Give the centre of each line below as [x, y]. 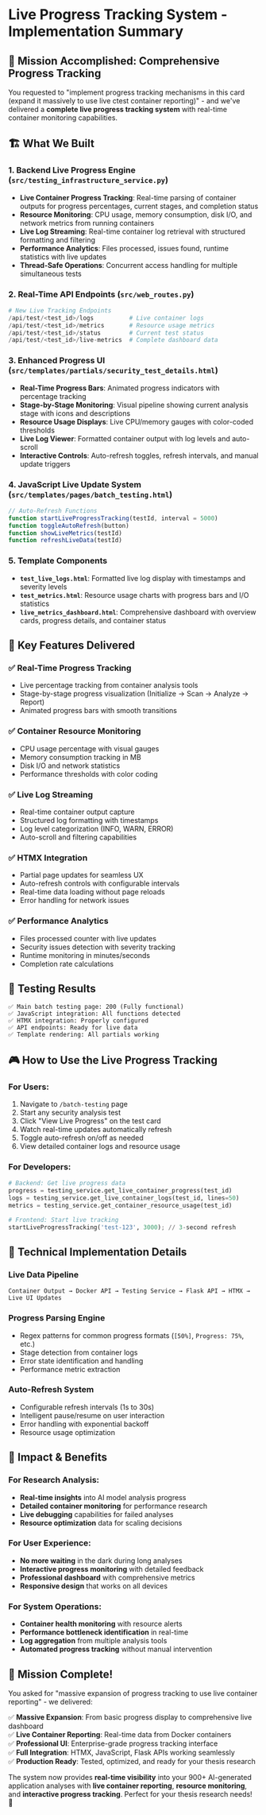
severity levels [43, 587]
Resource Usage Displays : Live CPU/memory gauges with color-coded [137, 421]
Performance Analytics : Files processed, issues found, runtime [124, 248]
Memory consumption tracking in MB [80, 757]
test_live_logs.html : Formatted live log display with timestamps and [133, 578]
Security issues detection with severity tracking [98, 947]
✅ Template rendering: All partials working [84, 1035]
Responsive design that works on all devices [94, 1586]
